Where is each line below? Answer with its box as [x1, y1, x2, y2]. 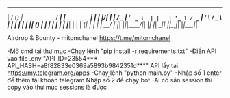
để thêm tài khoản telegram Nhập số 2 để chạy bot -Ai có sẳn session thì [7, 76, 213, 84]
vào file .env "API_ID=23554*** [7, 54, 98, 62]
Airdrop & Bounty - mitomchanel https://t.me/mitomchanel [7, 34, 171, 42]
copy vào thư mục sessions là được [7, 83, 107, 91]
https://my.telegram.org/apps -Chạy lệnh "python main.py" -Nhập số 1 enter [7, 69, 222, 77]
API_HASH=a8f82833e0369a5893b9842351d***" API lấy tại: [7, 62, 180, 69]
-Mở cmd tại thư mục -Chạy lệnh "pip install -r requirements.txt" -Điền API [7, 47, 217, 55]
